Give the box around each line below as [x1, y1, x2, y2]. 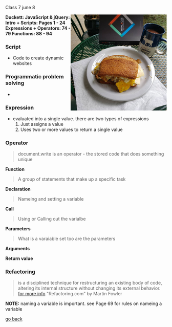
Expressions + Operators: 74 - [5, 25, 71, 31]
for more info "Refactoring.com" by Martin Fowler [17, 291, 123, 297]
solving [5, 79, 25, 86]
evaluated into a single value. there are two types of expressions [12, 115, 149, 122]
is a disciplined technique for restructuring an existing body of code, [17, 280, 162, 286]
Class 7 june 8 [5, 5, 35, 10]
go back [5, 316, 23, 322]
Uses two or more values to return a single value [20, 126, 123, 133]
